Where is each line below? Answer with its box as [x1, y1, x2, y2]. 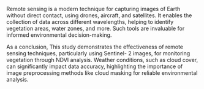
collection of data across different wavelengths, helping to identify [6, 18, 174, 25]
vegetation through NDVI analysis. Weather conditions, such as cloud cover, [6, 56, 198, 63]
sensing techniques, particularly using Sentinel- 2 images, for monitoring [6, 50, 191, 57]
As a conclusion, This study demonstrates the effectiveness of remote [6, 43, 184, 50]
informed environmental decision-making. [6, 31, 112, 39]
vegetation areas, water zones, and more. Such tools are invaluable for [6, 25, 185, 32]
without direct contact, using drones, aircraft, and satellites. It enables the [6, 12, 192, 19]
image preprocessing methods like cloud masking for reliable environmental [6, 69, 198, 76]
